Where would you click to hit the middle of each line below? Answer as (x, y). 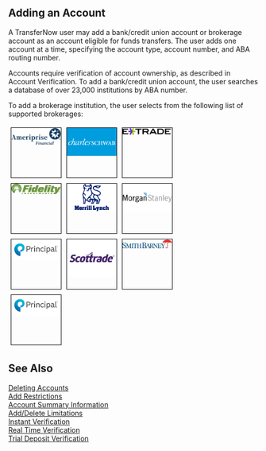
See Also (31, 369)
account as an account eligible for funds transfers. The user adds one (122, 41)
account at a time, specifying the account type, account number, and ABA (129, 49)
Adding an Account (57, 13)
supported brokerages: (46, 114)
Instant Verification (39, 422)
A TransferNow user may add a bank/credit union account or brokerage (125, 32)
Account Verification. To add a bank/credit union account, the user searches (133, 81)
